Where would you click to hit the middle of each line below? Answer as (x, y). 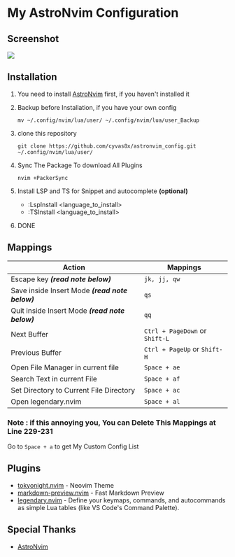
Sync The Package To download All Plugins (80, 165)
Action (74, 267)
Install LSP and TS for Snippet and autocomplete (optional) (102, 191)
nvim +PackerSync (43, 178)
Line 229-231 (30, 431)
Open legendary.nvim (46, 402)
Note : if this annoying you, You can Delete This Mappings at (112, 423)
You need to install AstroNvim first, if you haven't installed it (104, 94)
